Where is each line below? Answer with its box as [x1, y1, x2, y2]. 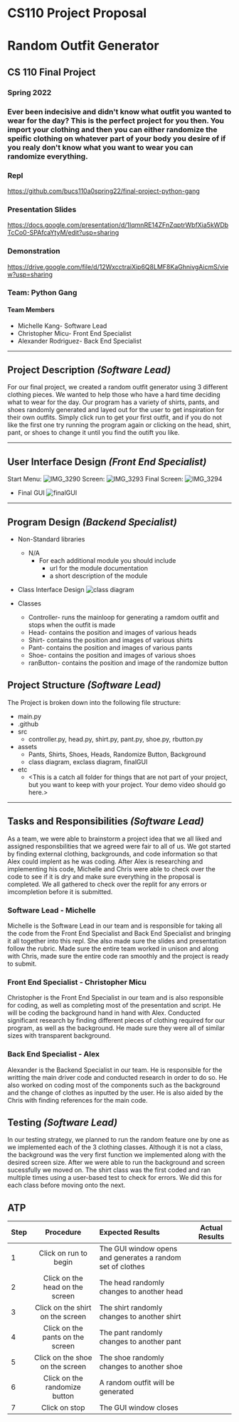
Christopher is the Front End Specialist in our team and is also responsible [7, 993, 224, 1002]
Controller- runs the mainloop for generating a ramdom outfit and [28, 613, 219, 622]
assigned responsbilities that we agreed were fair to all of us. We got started [7, 841, 231, 851]
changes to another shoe [99, 1362, 183, 1372]
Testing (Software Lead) [7, 1116, 117, 1128]
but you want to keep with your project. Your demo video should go [28, 780, 226, 788]
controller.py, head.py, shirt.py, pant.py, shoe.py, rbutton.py [28, 734, 203, 743]
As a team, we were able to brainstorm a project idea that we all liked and [7, 834, 222, 843]
